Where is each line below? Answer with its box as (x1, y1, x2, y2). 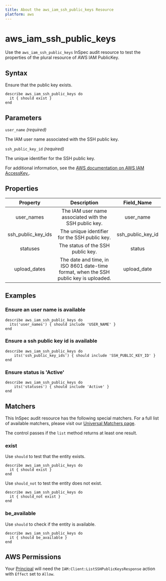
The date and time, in (60, 256, 109, 263)
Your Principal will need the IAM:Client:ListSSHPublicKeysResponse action (5, 566, 156, 572)
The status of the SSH (59, 242, 110, 249)
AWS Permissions (5, 552, 61, 561)
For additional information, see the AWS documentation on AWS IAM (5, 165, 145, 171)
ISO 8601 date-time (60, 262, 108, 269)
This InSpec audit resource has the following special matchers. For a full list (5, 415, 159, 421)
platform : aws (5, 12, 35, 17)
